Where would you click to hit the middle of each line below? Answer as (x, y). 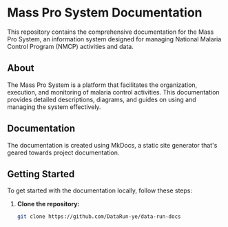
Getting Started (41, 174)
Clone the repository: (48, 204)
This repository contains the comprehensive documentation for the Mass (111, 32)
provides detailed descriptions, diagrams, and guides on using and (102, 99)
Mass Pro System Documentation (105, 13)
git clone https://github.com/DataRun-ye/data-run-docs (99, 217)
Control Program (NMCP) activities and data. (71, 46)
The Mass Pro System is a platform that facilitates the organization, (102, 85)
